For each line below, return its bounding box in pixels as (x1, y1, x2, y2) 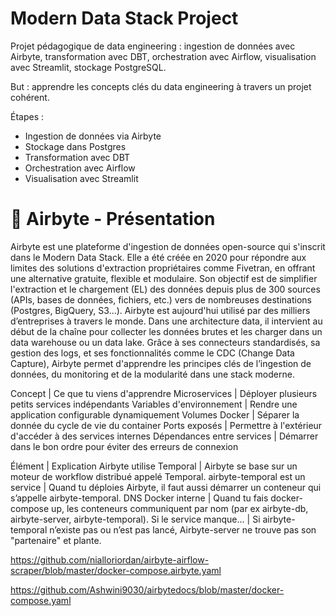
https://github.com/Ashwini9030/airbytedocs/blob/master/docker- (10, 583, 285, 596)
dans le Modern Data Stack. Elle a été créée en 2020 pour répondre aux (10, 251, 307, 263)
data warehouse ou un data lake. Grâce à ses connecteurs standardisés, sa (10, 336, 321, 348)
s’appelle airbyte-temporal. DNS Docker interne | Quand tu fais (10, 492, 269, 504)
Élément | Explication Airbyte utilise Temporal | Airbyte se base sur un (10, 460, 298, 472)
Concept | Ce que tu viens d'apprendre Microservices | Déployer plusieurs (10, 387, 318, 399)
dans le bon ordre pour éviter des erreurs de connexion (10, 440, 239, 452)
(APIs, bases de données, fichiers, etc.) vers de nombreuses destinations (10, 293, 312, 306)
